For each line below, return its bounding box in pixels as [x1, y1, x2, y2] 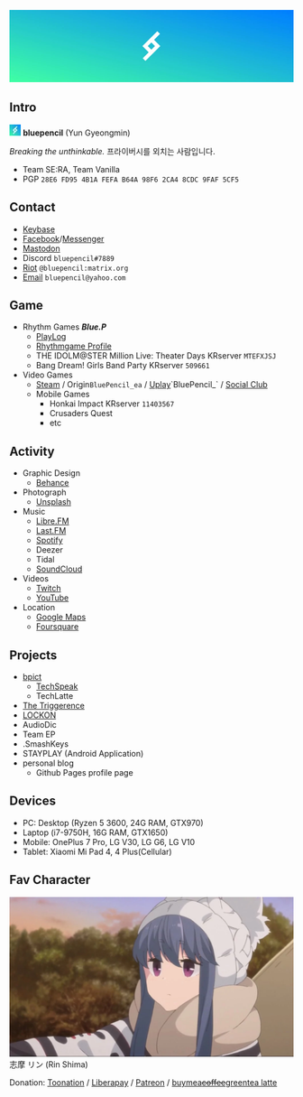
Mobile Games [35, 389, 90, 400]
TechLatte [35, 691, 74, 702]
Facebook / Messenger [22, 233, 105, 244]
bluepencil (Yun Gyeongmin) [22, 127, 131, 138]
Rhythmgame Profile [35, 340, 113, 352]
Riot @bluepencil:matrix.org [22, 262, 129, 273]
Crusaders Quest [49, 408, 113, 419]
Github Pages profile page [35, 767, 133, 778]
